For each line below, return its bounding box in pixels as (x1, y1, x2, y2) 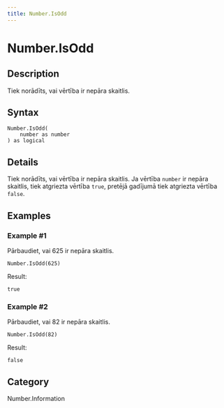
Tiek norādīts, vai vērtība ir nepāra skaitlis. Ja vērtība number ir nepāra (7, 175, 209, 183)
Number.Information (7, 395, 65, 403)
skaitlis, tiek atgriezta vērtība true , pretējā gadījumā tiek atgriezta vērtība (7, 182, 218, 190)
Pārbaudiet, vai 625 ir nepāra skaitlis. (7, 246, 114, 255)
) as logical (7, 137, 45, 144)
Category (7, 376, 50, 388)
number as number (20, 131, 70, 138)
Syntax (7, 107, 39, 119)
